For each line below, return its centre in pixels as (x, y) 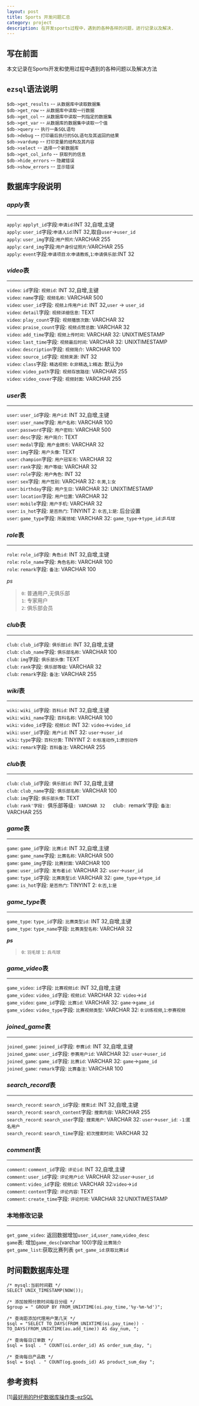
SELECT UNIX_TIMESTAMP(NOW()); (45, 1291)
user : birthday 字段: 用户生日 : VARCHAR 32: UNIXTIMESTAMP (80, 489)
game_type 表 (26, 902)
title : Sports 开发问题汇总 (38, 17)
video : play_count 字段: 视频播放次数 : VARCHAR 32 (66, 319)
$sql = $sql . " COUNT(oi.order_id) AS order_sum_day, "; (79, 1346)
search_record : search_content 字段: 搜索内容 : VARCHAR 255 (79, 1112)
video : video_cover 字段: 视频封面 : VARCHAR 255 (64, 379)
